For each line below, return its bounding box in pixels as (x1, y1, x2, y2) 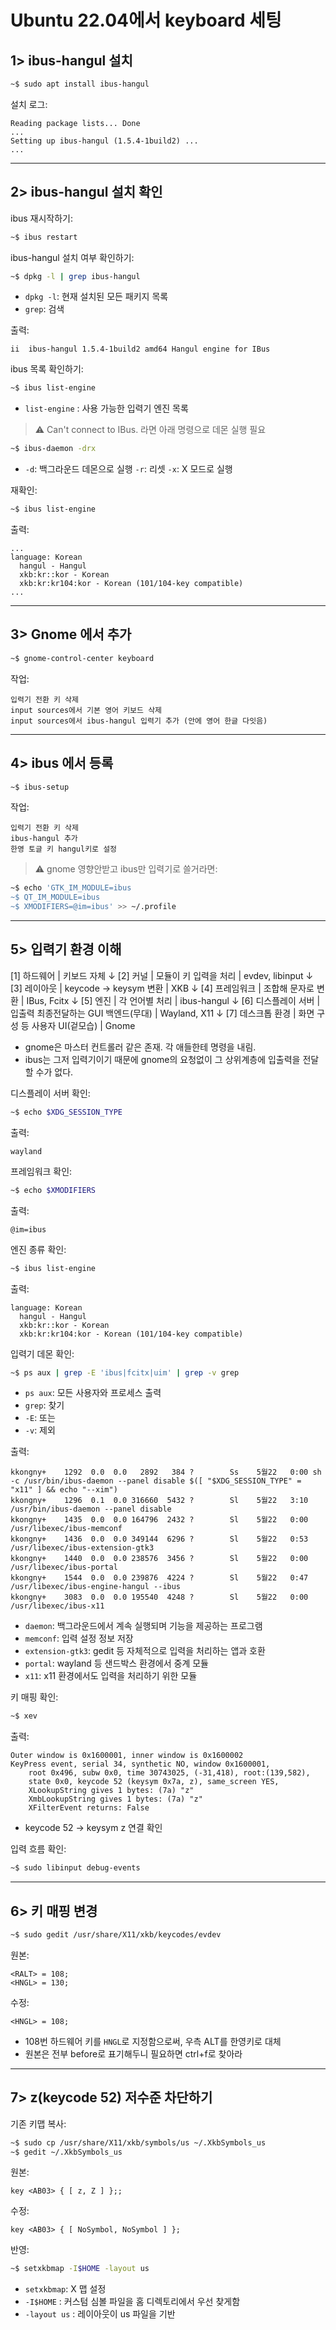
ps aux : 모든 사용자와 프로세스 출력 (24, 1387, 162, 1399)
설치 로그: (10, 98, 48, 110)
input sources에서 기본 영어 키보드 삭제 (10, 705, 163, 715)
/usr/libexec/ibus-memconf (10, 1524, 123, 1534)
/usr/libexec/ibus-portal (10, 1562, 118, 1573)
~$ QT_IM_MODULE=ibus (10, 892, 101, 903)
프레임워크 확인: (10, 1165, 73, 1177)
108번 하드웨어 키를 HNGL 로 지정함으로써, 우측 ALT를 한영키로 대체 (24, 2035, 282, 2047)
